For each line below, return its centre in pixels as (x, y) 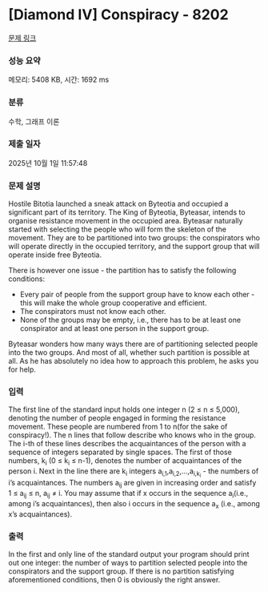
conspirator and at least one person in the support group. (114, 328)
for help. (22, 369)
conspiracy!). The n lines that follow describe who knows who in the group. (132, 435)
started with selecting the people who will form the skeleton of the (117, 229)
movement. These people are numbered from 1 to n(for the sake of (118, 427)
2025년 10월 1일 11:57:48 (48, 163)
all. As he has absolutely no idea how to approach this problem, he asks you (133, 361)
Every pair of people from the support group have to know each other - (137, 295)
